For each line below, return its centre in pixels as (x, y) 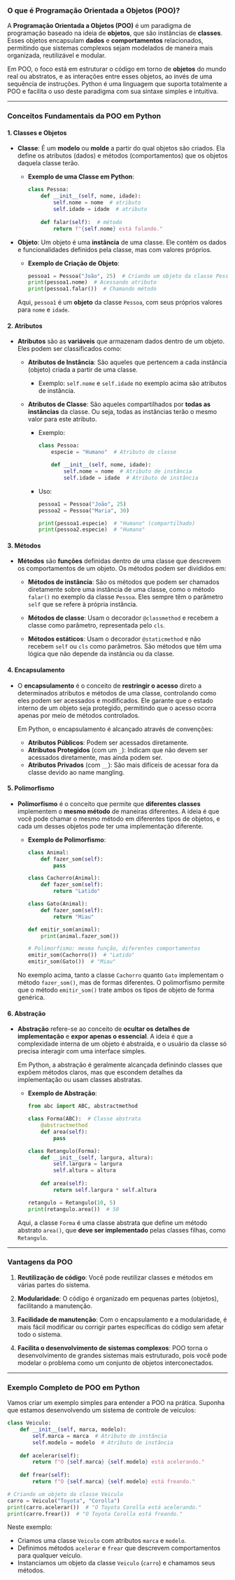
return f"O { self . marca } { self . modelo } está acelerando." (119, 1462)
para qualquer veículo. (50, 1555)
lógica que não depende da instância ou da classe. (101, 654)
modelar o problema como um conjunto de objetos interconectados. (115, 1363)
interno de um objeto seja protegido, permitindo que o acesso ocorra (117, 708)
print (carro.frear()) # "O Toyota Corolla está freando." (95, 1514)
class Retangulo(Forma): (64, 1151)
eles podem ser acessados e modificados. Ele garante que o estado (115, 700)
